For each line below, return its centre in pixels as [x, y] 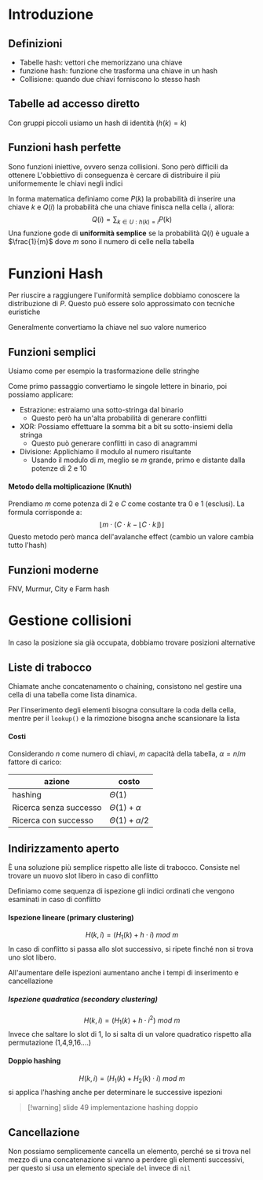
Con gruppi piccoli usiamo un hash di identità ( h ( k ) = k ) [97, 123]
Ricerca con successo [53, 820]
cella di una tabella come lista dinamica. [73, 694]
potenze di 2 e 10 [59, 468]
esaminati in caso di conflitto [55, 899]
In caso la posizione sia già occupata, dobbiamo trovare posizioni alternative [132, 642]
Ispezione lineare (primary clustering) [71, 917]
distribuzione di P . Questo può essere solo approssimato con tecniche [122, 304]
